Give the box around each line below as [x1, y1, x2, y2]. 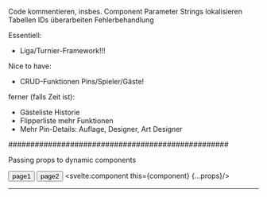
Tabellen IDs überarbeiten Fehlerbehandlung [8, 15, 154, 25]
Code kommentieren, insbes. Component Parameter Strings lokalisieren [8, 7, 243, 16]
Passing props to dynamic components [8, 155, 137, 164]
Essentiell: [8, 31, 42, 40]
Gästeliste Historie [19, 107, 80, 117]
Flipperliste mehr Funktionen [19, 116, 114, 126]
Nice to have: [8, 61, 52, 71]
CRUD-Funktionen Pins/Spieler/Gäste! [19, 77, 145, 86]
